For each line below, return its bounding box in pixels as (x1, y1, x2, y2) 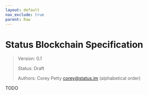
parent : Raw (5, 17, 31, 22)
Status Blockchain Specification (5, 39, 143, 50)
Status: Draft (17, 66, 45, 72)
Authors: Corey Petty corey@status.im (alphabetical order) (17, 75, 141, 81)
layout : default (5, 7, 40, 13)
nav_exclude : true (5, 12, 44, 17)
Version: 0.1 (17, 55, 42, 61)
